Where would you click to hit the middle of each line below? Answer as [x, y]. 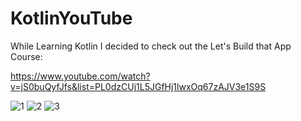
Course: [26, 56]
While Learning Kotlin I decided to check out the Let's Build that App [151, 46]
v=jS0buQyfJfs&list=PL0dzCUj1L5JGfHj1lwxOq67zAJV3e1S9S [138, 86]
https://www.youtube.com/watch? [80, 76]
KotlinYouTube [71, 18]
